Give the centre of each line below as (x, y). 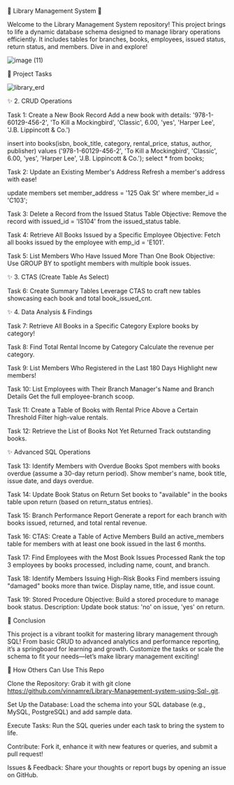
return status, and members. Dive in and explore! (78, 47)
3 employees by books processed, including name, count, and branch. (109, 565)
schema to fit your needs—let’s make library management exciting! (103, 656)
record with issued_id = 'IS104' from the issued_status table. (94, 221)
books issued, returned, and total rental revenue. (78, 523)
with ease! (22, 179)
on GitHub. (23, 775)
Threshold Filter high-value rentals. (58, 417)
